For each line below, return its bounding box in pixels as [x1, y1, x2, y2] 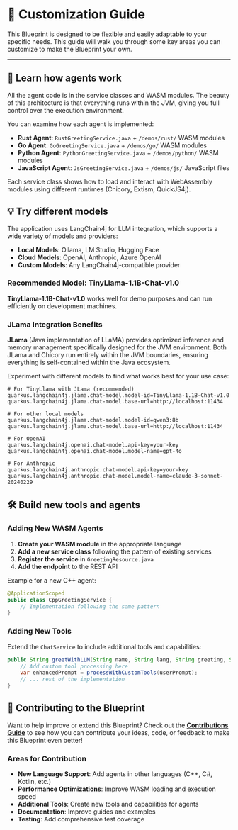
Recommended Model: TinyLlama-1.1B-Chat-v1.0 [7, 278, 180, 288]
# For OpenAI [7, 435, 46, 442]
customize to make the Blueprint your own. [7, 45, 132, 53]
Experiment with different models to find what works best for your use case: [7, 372, 229, 381]
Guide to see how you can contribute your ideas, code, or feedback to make [7, 728, 230, 736]
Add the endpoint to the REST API [17, 562, 118, 571]
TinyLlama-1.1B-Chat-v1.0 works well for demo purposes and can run [7, 294, 212, 303]
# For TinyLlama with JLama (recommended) [7, 386, 135, 393]
